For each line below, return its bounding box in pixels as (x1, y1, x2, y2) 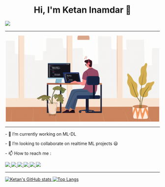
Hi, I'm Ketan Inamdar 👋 (33, 4, 132, 16)
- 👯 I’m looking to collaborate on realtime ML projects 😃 (5, 140, 118, 146)
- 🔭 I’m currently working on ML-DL (5, 131, 77, 137)
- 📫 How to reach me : (5, 150, 52, 156)
